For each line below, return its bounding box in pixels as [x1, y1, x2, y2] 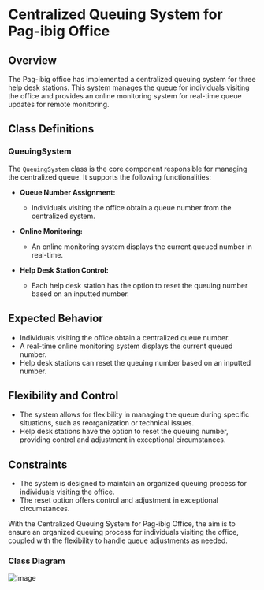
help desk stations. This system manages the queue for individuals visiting [8, 83, 250, 92]
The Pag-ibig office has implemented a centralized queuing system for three [8, 75, 256, 83]
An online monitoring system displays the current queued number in [31, 242, 252, 251]
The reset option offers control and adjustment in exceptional [19, 495, 218, 505]
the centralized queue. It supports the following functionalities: [8, 172, 211, 182]
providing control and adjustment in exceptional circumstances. [19, 435, 226, 444]
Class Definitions [8, 122, 95, 135]
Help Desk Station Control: [19, 265, 109, 275]
